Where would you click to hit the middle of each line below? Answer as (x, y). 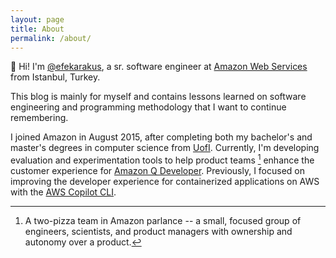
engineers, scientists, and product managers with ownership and (158, 232)
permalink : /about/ (51, 38)
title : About (37, 29)
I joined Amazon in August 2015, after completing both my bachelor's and (161, 137)
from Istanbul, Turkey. (55, 77)
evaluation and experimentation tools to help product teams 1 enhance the (162, 159)
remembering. (39, 118)
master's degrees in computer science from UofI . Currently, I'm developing (165, 148)
